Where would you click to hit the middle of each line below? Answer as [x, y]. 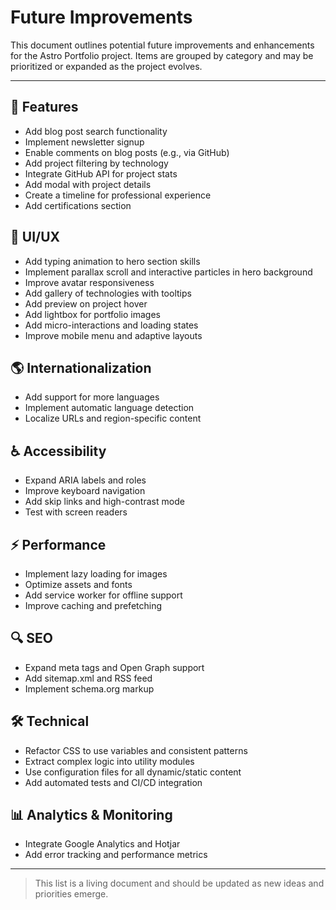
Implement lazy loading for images [96, 574]
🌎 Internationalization [81, 367]
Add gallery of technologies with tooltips [108, 293]
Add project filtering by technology [96, 163]
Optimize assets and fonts [78, 584]
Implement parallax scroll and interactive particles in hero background [168, 272]
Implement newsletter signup [84, 142]
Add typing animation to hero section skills [112, 261]
